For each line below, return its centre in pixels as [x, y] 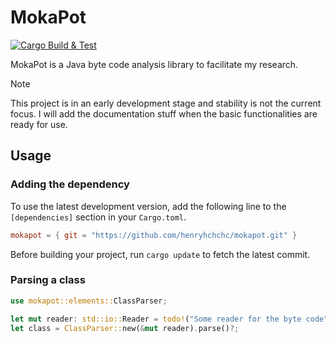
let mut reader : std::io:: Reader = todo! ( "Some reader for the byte [156, 319]
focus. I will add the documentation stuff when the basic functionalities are [164, 113]
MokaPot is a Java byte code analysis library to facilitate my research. [154, 64]
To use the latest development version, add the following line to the [148, 206]
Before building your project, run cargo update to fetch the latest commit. [160, 254]
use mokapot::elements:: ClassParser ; [89, 301]
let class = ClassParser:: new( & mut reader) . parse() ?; [125, 328]
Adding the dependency [70, 184]
